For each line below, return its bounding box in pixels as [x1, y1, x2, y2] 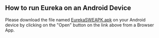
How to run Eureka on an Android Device [5, 4, 132, 12]
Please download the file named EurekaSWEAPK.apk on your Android [5, 17, 146, 22]
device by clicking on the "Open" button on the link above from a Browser [5, 22, 155, 28]
